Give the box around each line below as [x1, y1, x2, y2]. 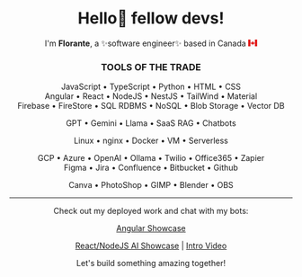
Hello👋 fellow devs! [77, 8, 225, 29]
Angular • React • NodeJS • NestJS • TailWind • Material [44, 91, 258, 102]
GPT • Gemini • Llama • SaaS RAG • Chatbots [66, 118, 236, 129]
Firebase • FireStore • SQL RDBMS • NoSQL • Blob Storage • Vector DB [17, 101, 285, 112]
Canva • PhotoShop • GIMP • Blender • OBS [68, 180, 234, 191]
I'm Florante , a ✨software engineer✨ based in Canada [44, 38, 247, 49]
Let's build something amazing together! [75, 258, 226, 269]
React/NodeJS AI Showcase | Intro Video [75, 240, 227, 251]
